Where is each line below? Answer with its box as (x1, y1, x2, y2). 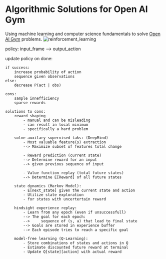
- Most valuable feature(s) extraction (23, 139, 106, 145)
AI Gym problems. (5, 36, 42, 42)
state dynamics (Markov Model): (14, 183, 81, 188)
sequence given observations (14, 74, 75, 79)
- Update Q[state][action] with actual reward (23, 249, 122, 254)
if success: (5, 65, 30, 70)
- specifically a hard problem (23, 126, 88, 131)
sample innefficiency (14, 96, 59, 101)
